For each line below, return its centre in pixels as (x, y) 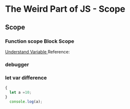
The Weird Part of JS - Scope (65, 9)
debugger (17, 64)
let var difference (26, 78)
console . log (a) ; (26, 102)
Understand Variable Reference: (38, 52)
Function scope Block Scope (40, 41)
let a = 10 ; (21, 92)
